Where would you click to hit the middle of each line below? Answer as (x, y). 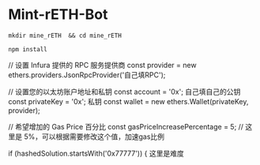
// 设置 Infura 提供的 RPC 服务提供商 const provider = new (102, 65)
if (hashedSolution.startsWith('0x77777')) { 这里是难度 (96, 153)
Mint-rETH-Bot (58, 15)
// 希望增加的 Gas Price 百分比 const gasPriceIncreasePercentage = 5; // (126, 126)
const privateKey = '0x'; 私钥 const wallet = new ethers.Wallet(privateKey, (128, 101)
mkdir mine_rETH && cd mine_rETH (65, 36)
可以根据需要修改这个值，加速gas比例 (103, 137)
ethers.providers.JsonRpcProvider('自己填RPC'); (87, 75)
